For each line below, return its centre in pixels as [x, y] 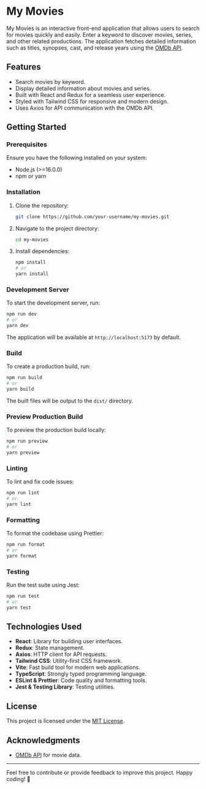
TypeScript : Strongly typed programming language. [81, 674]
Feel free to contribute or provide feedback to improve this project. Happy [100, 772]
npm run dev [21, 314]
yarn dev [17, 326]
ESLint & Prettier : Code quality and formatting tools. [81, 681]
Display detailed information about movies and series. [83, 88]
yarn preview [23, 453]
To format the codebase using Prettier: [55, 534]
